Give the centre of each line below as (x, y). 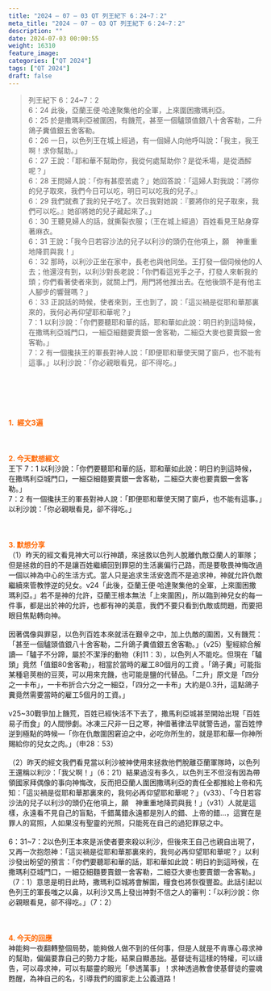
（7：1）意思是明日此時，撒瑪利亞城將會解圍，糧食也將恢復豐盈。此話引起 (132, 882)
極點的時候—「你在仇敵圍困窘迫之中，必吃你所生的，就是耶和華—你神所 (142, 733)
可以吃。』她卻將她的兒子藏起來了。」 (95, 211)
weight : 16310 (32, 46)
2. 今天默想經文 (34, 458)
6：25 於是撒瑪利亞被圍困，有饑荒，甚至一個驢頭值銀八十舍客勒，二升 (145, 120)
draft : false (30, 76)
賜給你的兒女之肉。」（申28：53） (63, 743)
